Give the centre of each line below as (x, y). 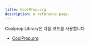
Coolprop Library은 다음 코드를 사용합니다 (45, 28)
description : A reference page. (37, 14)
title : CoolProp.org (26, 9)
